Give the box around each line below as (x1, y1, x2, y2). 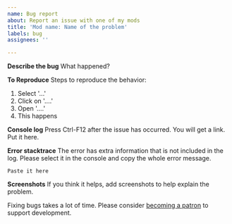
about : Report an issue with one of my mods (7, 17, 140, 24)
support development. (7, 209, 72, 217)
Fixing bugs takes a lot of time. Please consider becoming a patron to (7, 201, 209, 210)
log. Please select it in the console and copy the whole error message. (7, 154, 212, 163)
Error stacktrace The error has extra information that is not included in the (7, 147, 224, 155)
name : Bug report (7, 10, 59, 18)
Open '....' (17, 104, 46, 113)
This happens (17, 112, 58, 120)
